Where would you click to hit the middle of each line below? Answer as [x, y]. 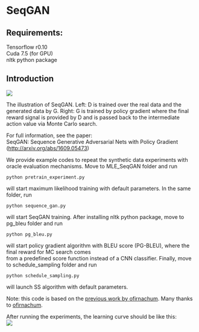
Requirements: [35, 33]
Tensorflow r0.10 [27, 47]
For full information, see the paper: [49, 135]
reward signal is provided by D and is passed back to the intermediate [93, 117]
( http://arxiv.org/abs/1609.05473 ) [48, 148]
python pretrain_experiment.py [46, 177]
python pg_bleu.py [29, 234]
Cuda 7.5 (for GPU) [30, 54]
